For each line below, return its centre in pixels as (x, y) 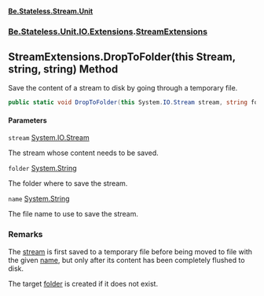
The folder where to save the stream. (68, 183)
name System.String (39, 199)
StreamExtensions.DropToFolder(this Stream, (122, 56)
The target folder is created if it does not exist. (83, 283)
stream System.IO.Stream (49, 138)
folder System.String (42, 168)
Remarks (26, 235)
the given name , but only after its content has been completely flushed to (126, 260)
